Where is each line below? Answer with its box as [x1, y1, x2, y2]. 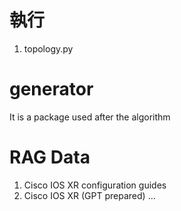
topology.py [23, 42, 74, 55]
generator [9, 78, 94, 101]
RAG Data [9, 146, 91, 169]
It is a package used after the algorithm [9, 111, 171, 123]
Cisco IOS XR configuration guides [23, 179, 167, 191]
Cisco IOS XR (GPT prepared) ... [23, 189, 156, 201]
